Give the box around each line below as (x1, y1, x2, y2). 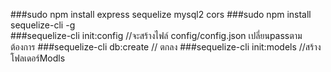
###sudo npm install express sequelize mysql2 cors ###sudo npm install (10, 9, 312, 20)
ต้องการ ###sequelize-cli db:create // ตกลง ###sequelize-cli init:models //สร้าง (10, 41, 322, 53)
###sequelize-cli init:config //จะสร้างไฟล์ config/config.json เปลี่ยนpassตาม (10, 30, 303, 41)
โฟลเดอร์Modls (10, 52, 66, 64)
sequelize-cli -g (10, 19, 76, 31)
